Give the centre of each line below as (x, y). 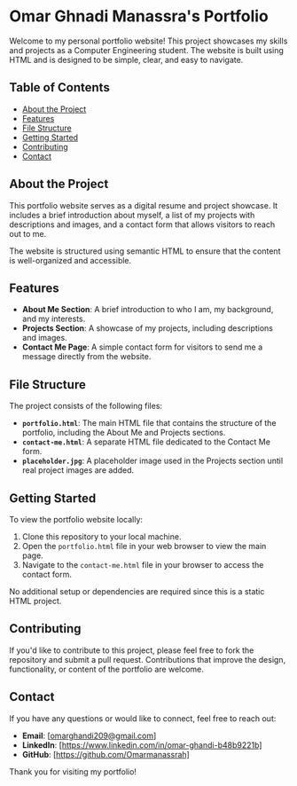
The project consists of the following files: (86, 406)
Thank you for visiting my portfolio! (73, 771)
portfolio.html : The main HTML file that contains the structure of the (149, 423)
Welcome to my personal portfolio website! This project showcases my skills (148, 41)
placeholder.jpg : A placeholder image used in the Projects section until (152, 461)
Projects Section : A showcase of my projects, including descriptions (147, 328)
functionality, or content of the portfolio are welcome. (106, 669)
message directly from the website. (86, 357)
